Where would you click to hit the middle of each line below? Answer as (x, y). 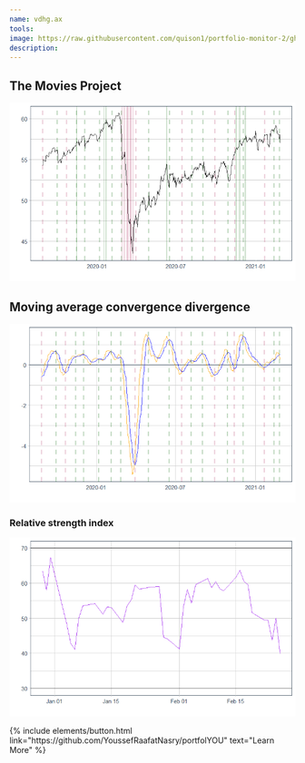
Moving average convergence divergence (130, 307)
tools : (22, 29)
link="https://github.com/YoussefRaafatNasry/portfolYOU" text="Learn (142, 740)
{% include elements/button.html (71, 731)
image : (22, 38)
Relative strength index (62, 523)
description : (34, 48)
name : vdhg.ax (36, 19)
